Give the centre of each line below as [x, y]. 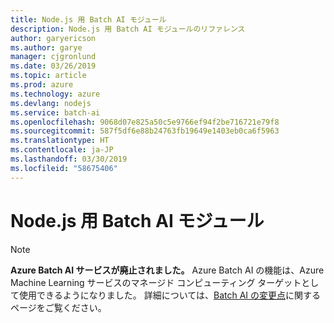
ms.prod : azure [42, 85]
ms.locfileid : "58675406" [64, 168]
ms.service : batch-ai [55, 112]
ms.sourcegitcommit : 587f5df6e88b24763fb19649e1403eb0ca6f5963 [145, 131]
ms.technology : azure [55, 94]
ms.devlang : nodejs [51, 103]
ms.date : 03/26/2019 [53, 66]
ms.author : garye [46, 47]
